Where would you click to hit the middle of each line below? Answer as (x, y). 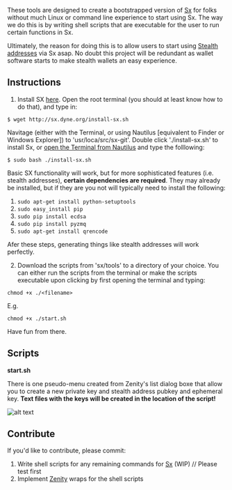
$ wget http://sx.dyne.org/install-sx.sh (68, 119)
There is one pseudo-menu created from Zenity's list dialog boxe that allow (115, 383)
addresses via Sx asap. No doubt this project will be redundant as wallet (110, 53)
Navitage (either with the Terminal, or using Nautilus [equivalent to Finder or (116, 132)
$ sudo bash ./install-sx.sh (49, 160)
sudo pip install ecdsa (52, 216)
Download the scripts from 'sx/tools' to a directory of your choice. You (118, 265)
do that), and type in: (47, 107)
